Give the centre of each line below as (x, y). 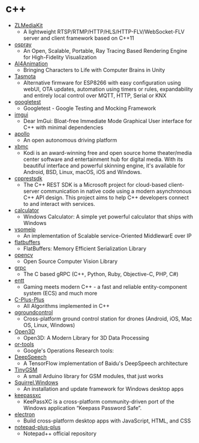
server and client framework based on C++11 (79, 38)
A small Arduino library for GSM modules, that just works (93, 376)
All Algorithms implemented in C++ (67, 306)
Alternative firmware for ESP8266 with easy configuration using (102, 82)
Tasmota (25, 76)
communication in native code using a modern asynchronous (116, 191)
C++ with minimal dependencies (63, 127)
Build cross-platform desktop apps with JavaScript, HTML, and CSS (107, 420)
